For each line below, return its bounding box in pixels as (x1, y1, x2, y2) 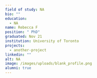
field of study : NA (5, 7, 45, 12)
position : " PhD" (5, 30, 40, 34)
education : (5, 16, 27, 21)
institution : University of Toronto (5, 39, 79, 44)
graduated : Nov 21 (5, 34, 42, 39)
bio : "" (5, 12, 21, 16)
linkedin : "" (5, 52, 32, 57)
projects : (5, 43, 25, 48)
